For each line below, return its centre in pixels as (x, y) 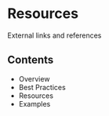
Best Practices (42, 87)
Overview (34, 78)
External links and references (54, 35)
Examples (35, 103)
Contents (31, 60)
